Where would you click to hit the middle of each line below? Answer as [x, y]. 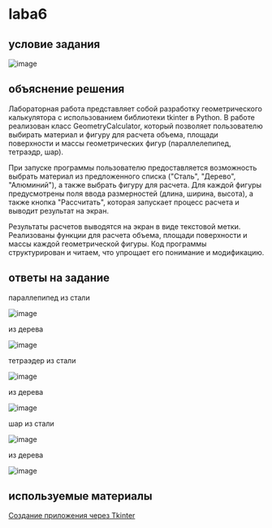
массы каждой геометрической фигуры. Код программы [108, 244]
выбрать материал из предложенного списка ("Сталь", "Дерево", [122, 176]
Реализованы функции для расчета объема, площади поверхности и [128, 235]
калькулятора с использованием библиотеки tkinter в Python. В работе [132, 117]
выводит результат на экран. [59, 210]
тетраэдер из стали [42, 360]
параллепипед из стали [50, 297]
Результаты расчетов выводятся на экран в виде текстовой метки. [125, 226]
